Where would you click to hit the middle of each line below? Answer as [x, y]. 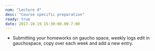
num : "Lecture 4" [23, 10]
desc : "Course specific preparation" [45, 14]
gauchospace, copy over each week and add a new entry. [73, 43]
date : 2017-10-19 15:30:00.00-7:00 [43, 24]
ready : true [18, 19]
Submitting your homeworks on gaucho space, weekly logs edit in [81, 38]
